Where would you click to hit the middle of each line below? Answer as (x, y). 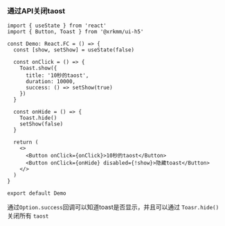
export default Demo (37, 193)
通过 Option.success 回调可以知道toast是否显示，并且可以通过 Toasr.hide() (113, 207)
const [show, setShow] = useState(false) (74, 50)
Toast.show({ (38, 68)
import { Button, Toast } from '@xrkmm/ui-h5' (75, 32)
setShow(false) (42, 124)
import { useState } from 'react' (57, 26)
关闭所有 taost (28, 216)
